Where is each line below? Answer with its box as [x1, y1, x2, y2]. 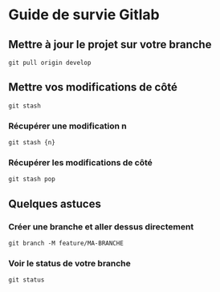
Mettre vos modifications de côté [8, 80, 178, 94]
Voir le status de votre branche [8, 258, 131, 270]
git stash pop [8, 175, 56, 184]
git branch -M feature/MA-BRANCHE [8, 239, 124, 248]
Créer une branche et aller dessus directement [8, 221, 194, 232]
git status [8, 276, 45, 284]
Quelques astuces [8, 197, 102, 210]
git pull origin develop [8, 59, 92, 67]
